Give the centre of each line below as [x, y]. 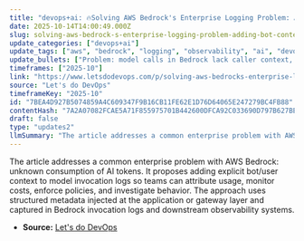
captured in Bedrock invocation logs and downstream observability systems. [152, 209]
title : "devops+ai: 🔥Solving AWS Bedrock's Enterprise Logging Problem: [150, 18]
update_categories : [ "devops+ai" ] [75, 43]
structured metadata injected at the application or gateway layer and [137, 199]
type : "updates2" [42, 128]
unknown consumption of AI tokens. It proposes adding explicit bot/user [144, 171]
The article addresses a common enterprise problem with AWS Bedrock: [144, 161]
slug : [19, 34]
